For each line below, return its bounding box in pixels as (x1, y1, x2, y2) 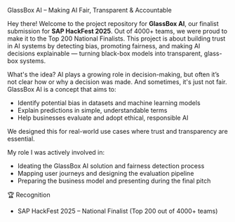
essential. (7, 134, 35, 143)
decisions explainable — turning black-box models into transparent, (7, 49, 203, 57)
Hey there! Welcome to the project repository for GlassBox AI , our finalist (7, 20, 219, 27)
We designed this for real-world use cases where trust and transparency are (7, 127, 228, 135)
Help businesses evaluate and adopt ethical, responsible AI (17, 113, 189, 122)
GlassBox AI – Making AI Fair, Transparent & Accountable (7, 6, 172, 14)
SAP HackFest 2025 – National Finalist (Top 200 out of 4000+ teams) (17, 207, 218, 215)
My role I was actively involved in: (7, 148, 105, 156)
